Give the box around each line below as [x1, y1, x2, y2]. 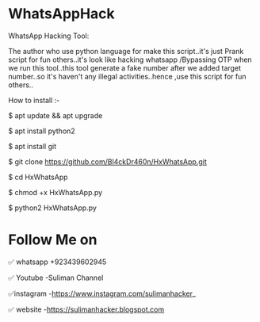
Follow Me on [8, 231, 97, 249]
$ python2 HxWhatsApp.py [8, 203, 97, 213]
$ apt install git [8, 141, 57, 151]
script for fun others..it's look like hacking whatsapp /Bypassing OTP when [8, 55, 252, 64]
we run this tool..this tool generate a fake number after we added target [8, 63, 242, 72]
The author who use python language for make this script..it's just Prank [8, 46, 244, 56]
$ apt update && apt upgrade [8, 110, 103, 120]
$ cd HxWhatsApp [8, 172, 69, 182]
